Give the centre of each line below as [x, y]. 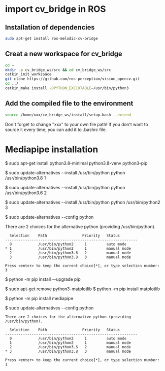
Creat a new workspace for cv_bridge [64, 54]
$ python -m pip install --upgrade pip [43, 279]
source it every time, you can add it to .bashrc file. [56, 130]
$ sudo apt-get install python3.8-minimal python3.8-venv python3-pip [76, 163]
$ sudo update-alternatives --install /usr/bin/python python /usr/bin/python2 [83, 202]
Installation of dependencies [50, 27]
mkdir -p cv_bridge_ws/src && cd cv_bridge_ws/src [58, 70]
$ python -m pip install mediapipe [39, 298]
